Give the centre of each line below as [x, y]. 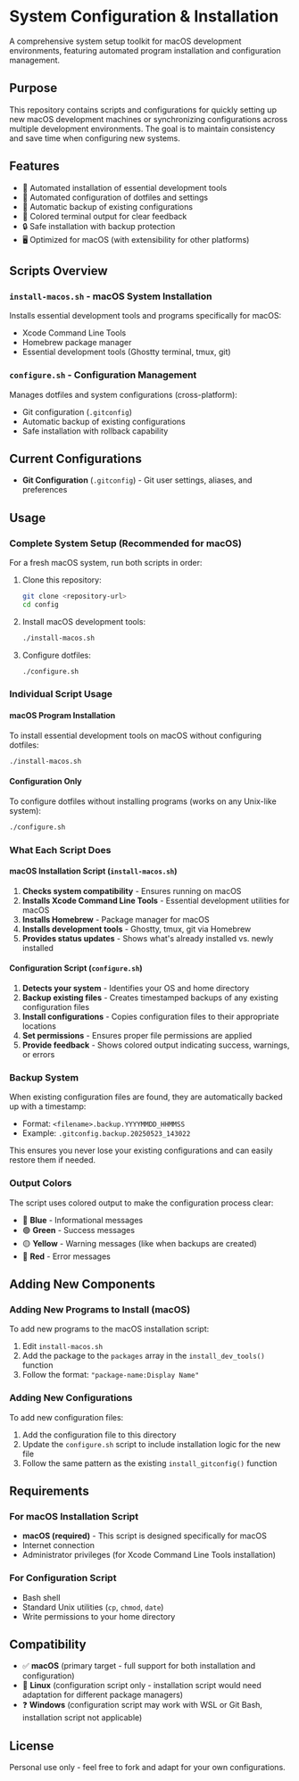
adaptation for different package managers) [103, 1695]
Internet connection [58, 1545]
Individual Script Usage [61, 694]
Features [34, 166]
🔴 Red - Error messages [66, 1256]
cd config [41, 604]
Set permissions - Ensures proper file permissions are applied [137, 1035]
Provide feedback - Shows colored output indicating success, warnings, [156, 1045]
